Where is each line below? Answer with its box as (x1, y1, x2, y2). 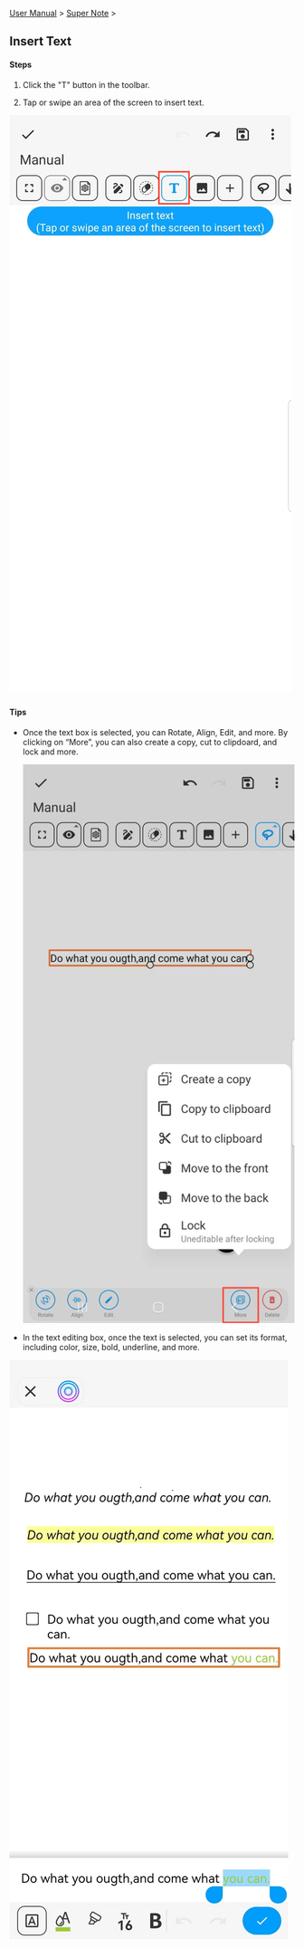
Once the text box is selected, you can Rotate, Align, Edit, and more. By (22, 726, 289, 737)
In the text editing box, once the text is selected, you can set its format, (22, 1332, 288, 1343)
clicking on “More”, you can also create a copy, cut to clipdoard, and (22, 736, 278, 747)
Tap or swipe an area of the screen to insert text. (22, 97, 205, 108)
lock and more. (22, 746, 79, 757)
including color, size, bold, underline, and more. (22, 1342, 201, 1353)
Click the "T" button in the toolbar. (22, 79, 151, 90)
